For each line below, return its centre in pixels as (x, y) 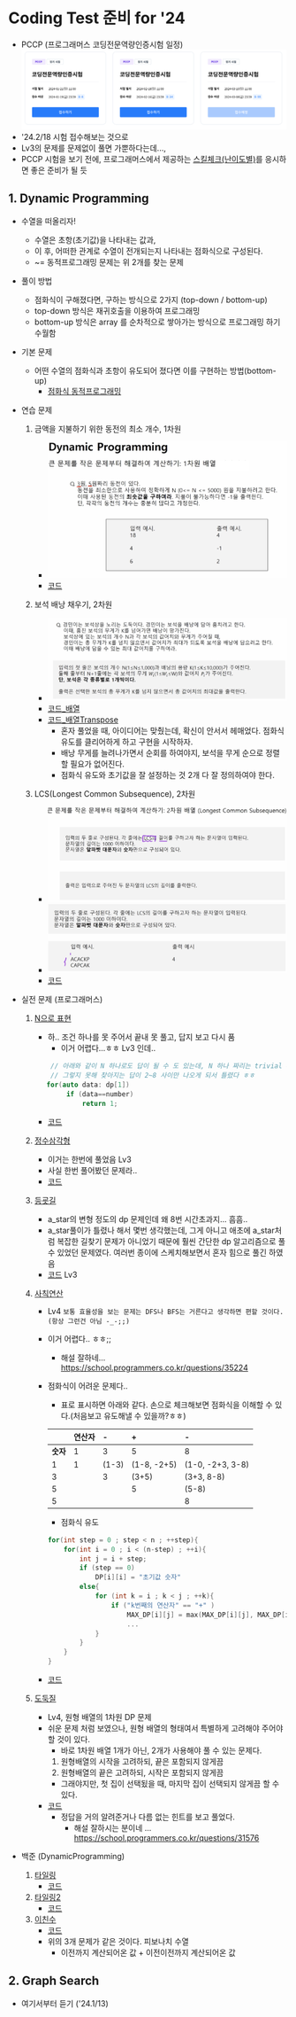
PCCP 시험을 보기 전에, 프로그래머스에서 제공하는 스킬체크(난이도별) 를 (142, 159)
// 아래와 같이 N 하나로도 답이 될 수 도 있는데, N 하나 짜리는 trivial (167, 1066)
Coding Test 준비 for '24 (97, 18)
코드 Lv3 (62, 1274)
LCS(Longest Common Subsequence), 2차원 (115, 794)
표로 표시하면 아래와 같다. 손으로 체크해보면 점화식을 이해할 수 (167, 1405)
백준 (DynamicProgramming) (73, 1857)
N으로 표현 (53, 1018)
